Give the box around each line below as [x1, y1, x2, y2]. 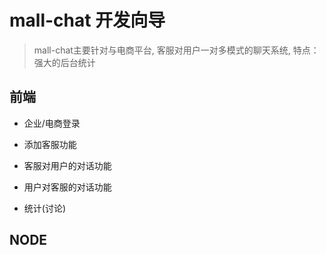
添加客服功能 [23, 138, 77, 150]
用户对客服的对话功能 [23, 181, 112, 193]
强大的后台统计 [33, 56, 96, 68]
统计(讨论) [23, 202, 67, 214]
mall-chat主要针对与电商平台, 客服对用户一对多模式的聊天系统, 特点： [33, 44, 320, 56]
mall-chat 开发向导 [9, 9, 166, 32]
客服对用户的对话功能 [23, 159, 112, 171]
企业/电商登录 [23, 117, 81, 129]
